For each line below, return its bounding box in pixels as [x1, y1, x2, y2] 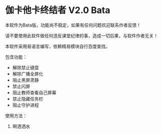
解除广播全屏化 [12, 70, 43, 76]
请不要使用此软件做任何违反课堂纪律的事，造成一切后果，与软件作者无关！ [5, 32, 158, 38]
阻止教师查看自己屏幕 [12, 89, 56, 95]
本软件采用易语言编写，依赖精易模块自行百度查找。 [5, 43, 110, 49]
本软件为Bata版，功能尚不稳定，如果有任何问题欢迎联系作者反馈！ [5, 22, 141, 28]
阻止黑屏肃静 [12, 77, 39, 83]
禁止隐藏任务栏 [12, 95, 43, 101]
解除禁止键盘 [12, 64, 39, 70]
